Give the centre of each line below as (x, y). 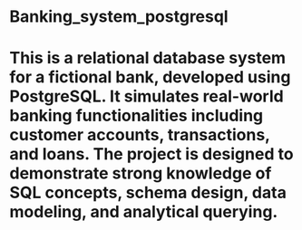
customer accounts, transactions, (140, 135)
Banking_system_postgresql (119, 17)
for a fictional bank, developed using (150, 77)
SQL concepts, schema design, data (148, 193)
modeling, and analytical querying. (144, 212)
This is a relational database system (148, 58)
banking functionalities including (136, 116)
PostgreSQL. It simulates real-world (146, 96)
